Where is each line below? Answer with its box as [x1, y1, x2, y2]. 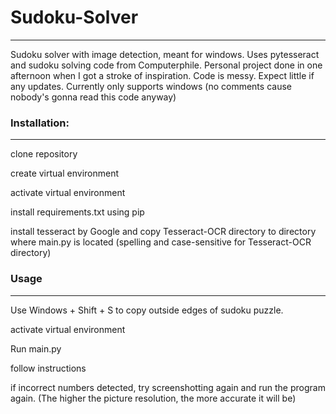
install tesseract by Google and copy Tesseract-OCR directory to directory [10, 226, 317, 238]
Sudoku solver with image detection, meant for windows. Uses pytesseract [10, 48, 320, 60]
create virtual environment [10, 167, 120, 180]
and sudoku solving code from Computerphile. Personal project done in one [10, 59, 323, 71]
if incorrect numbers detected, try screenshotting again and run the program [10, 381, 326, 393]
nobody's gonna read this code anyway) [10, 91, 177, 103]
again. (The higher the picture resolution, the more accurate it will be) [10, 392, 297, 404]
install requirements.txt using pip [10, 206, 145, 218]
